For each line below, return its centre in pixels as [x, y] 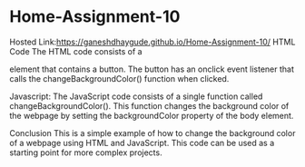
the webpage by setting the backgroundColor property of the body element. [152, 115]
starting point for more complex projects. [86, 152]
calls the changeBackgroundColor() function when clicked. [119, 78]
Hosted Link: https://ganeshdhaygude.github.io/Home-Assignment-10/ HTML [152, 42]
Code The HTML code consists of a [76, 51]
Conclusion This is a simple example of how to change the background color [152, 133]
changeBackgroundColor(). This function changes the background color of [149, 105]
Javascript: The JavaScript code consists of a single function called [136, 96]
